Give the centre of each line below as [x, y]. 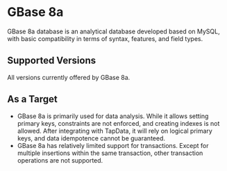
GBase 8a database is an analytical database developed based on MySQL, [113, 31]
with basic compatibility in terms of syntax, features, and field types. [105, 38]
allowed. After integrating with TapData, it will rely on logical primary [115, 131]
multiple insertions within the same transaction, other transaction [110, 153]
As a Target [32, 99]
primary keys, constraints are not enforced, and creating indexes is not [118, 123]
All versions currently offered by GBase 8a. [69, 77]
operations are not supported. [60, 160]
